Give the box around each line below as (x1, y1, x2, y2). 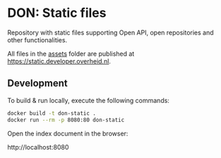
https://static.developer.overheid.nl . (7, 56, 112, 65)
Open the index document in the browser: (7, 129, 129, 138)
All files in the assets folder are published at (7, 49, 135, 58)
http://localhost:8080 (7, 142, 69, 151)
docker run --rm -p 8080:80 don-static (7, 116, 125, 123)
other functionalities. (7, 35, 68, 44)
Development (7, 78, 68, 90)
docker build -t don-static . (7, 109, 97, 117)
